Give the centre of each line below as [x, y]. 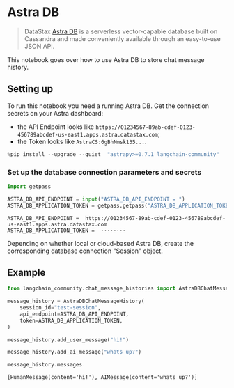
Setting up [30, 89]
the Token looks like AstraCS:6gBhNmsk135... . [82, 141]
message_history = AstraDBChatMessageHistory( [76, 301]
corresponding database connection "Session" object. [85, 251]
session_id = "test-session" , [60, 308]
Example [26, 272]
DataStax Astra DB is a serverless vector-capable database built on [121, 31]
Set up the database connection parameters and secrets [104, 172]
